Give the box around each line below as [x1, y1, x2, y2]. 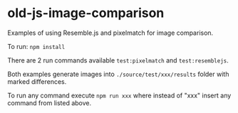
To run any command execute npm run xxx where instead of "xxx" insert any [7, 91, 232, 99]
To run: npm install [7, 42, 66, 50]
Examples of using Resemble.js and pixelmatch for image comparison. [7, 28, 214, 37]
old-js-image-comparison [7, 5, 165, 21]
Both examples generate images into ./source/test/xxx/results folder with [7, 70, 229, 78]
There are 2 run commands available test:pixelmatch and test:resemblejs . [7, 55, 229, 65]
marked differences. [7, 77, 67, 86]
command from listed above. [7, 98, 92, 107]
